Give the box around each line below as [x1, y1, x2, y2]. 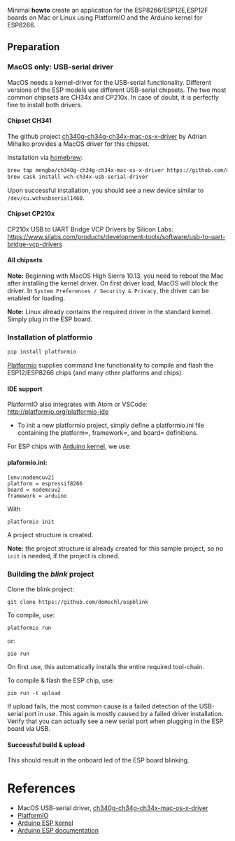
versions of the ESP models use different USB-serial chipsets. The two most [7, 86, 227, 94]
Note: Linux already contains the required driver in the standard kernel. [7, 308, 212, 316]
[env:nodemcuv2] [7, 473, 55, 481]
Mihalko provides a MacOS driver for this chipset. [7, 140, 150, 148]
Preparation [7, 41, 60, 53]
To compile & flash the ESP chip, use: [7, 676, 115, 685]
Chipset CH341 [7, 116, 52, 125]
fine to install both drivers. [7, 100, 83, 109]
